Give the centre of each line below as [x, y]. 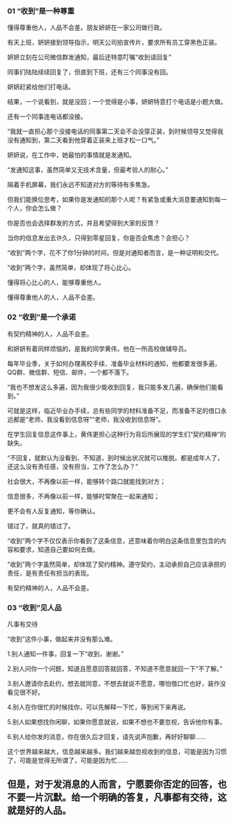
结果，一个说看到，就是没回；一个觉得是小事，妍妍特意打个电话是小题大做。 [117, 102]
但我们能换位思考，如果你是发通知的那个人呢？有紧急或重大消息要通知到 [111, 200]
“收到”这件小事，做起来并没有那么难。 [62, 639]
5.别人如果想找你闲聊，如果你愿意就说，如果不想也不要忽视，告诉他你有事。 [117, 721]
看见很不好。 [25, 692]
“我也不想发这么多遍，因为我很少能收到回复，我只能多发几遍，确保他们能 [112, 387]
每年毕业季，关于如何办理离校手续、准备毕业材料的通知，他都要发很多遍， [114, 363]
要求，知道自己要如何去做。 [59, 549]
